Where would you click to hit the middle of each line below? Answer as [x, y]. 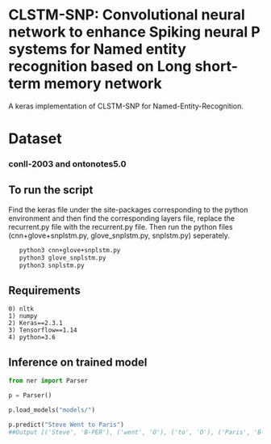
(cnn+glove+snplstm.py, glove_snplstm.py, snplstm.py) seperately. [119, 235]
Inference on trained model [78, 362]
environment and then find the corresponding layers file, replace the [122, 218]
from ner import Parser [48, 381]
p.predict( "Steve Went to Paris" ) [67, 425]
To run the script [51, 190]
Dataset [35, 139]
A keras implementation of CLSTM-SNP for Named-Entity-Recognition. [126, 106]
